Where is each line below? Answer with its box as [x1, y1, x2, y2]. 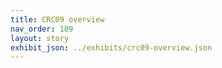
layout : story [10, 33, 70, 43]
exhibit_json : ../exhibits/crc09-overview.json [10, 42, 213, 53]
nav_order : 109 [10, 24, 74, 34]
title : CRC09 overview [10, 14, 105, 25]
